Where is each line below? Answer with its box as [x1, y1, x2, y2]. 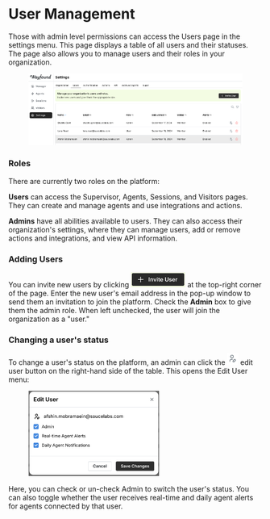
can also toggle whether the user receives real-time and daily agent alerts [8, 493, 254, 503]
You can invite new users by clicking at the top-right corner [8, 280, 262, 290]
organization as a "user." [8, 314, 90, 324]
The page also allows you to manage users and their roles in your [8, 48, 226, 58]
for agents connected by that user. [8, 501, 123, 511]
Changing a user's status [8, 334, 109, 345]
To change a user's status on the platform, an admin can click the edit [8, 358, 253, 367]
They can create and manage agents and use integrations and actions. [8, 200, 243, 210]
